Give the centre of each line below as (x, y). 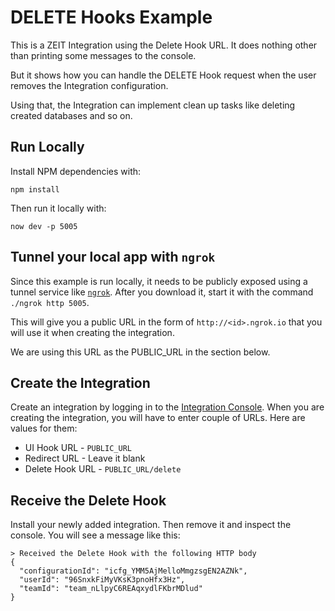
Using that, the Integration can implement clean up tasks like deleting (153, 105)
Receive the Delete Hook (88, 500)
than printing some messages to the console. (103, 55)
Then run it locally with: (58, 208)
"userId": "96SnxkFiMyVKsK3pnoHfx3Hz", (102, 580)
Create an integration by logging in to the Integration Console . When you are (167, 407)
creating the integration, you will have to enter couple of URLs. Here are (158, 418)
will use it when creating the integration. (92, 332)
